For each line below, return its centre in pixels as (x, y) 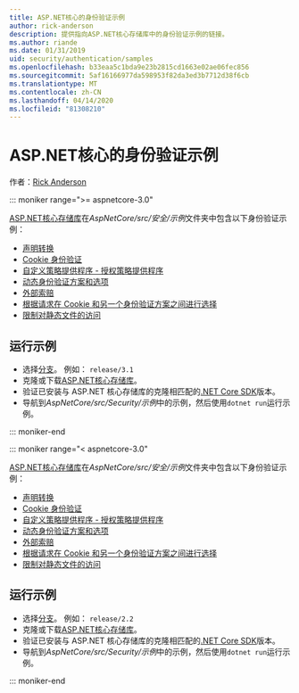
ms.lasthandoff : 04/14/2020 (62, 100)
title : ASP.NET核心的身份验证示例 (67, 17)
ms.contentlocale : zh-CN (55, 92)
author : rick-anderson (51, 26)
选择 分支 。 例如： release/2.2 (78, 618)
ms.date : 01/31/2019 (48, 51)
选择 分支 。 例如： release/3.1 (78, 369)
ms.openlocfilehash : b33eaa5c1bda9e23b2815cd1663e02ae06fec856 (129, 68)
